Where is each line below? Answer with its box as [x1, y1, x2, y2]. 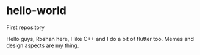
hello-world [6, 4, 67, 18]
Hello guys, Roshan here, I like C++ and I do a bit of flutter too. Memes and [6, 35, 194, 42]
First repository [6, 24, 45, 31]
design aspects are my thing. [6, 42, 79, 49]
